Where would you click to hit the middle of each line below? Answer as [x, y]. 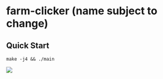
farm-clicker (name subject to [82, 11]
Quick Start [28, 45]
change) [27, 23]
